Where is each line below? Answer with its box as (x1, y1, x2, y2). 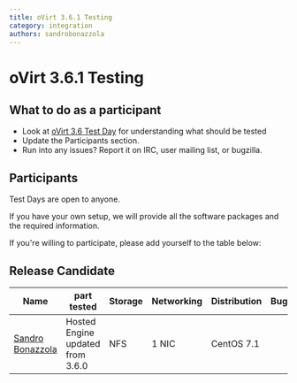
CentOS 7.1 (210, 338, 260, 349)
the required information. (9, 220, 100, 231)
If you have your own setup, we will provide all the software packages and (9, 211, 279, 222)
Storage (109, 295, 143, 307)
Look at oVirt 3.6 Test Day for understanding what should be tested (21, 126, 267, 137)
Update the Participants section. (21, 135, 140, 146)
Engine (65, 326, 95, 339)
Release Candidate (9, 263, 116, 279)
